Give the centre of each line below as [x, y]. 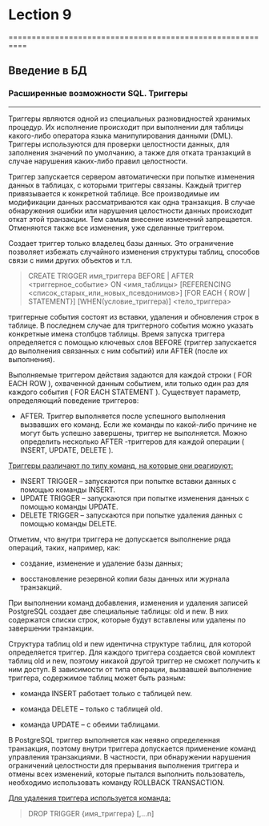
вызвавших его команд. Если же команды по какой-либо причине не [139, 424]
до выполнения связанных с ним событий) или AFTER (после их [118, 351]
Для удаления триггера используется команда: [90, 798]
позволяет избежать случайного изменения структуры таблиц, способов [134, 252]
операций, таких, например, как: [64, 547]
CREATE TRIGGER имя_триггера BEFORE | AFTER [110, 276]
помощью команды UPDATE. [69, 506]
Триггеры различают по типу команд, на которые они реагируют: [121, 465]
